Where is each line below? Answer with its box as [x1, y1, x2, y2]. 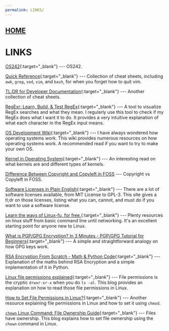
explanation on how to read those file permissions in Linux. [5, 285, 128, 291]
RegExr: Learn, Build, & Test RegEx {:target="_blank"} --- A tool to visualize [5, 104, 161, 110]
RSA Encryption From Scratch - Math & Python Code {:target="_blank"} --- [5, 253, 161, 259]
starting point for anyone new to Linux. [5, 223, 86, 229]
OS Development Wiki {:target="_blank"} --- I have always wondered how [5, 129, 158, 136]
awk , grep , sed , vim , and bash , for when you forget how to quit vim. [5, 78, 142, 84]
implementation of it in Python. [5, 264, 70, 270]
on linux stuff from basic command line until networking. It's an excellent [5, 217, 157, 223]
